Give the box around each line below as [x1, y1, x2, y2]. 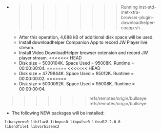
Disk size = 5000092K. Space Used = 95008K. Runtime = [19, 81, 135, 87]
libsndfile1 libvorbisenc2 [4, 124, 60, 129]
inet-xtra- [121, 9, 141, 15]
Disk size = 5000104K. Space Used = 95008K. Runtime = [19, 60, 135, 66]
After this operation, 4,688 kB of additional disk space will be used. [19, 34, 154, 40]
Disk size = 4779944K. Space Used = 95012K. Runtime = [19, 71, 134, 76]
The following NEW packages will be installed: [11, 110, 105, 116]
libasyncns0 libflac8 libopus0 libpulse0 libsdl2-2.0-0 [4, 119, 121, 124]
